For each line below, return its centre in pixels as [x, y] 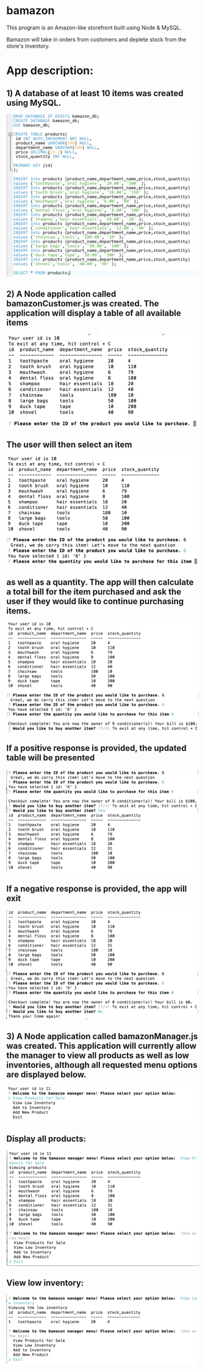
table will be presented [51, 757]
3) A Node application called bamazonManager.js [102, 1036]
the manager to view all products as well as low [98, 1055]
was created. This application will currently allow [102, 1046]
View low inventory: [45, 1283]
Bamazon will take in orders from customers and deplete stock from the [96, 39]
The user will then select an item [69, 445]
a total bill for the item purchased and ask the [94, 592]
